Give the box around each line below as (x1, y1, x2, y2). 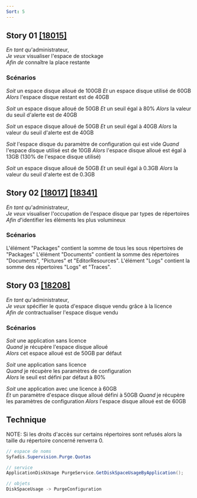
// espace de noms (6, 448, 51, 454)
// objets (6, 481, 31, 487)
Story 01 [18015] (6, 31, 67, 41)
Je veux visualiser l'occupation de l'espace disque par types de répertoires (6, 210, 190, 217)
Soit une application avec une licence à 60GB (6, 385, 117, 392)
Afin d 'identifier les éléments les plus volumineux (6, 216, 126, 223)
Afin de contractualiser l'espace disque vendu (6, 309, 118, 316)
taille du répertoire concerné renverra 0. (6, 436, 104, 444)
